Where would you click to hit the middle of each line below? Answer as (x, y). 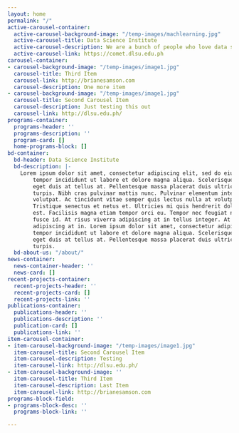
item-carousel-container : (46, 339)
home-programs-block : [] (51, 147)
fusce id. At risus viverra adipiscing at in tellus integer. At (132, 220)
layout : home (27, 14)
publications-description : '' (58, 319)
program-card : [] (39, 140)
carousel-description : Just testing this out (83, 107)
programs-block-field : (41, 399)
